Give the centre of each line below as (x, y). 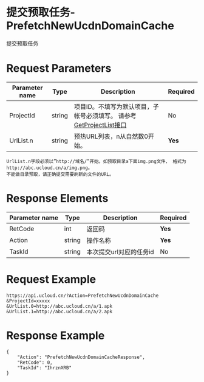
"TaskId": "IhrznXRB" (44, 368)
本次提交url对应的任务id (120, 252)
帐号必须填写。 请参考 (105, 116)
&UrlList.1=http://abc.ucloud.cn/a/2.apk (59, 311)
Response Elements (57, 199)
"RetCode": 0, (35, 363)
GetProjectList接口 (100, 125)
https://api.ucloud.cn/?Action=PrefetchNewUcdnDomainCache (83, 296)
